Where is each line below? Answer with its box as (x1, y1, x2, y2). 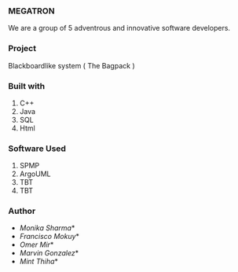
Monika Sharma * (19, 223, 75, 233)
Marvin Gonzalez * (19, 248, 79, 258)
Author (8, 206, 36, 217)
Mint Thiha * (19, 257, 59, 266)
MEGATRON (8, 6, 55, 17)
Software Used (8, 143, 67, 154)
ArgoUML (19, 169, 51, 178)
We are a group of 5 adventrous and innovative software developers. (8, 24, 230, 33)
